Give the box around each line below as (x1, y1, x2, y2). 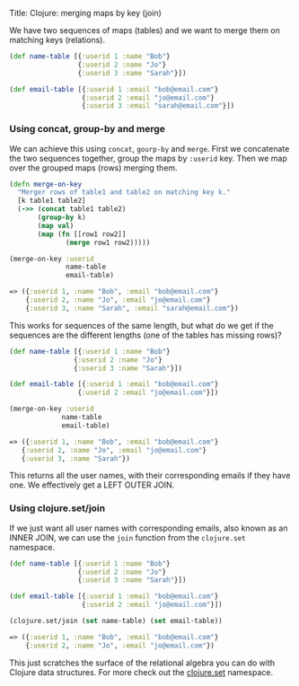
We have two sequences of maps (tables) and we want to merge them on (9, 25, 281, 35)
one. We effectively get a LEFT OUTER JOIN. (9, 479, 175, 490)
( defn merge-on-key (9, 180, 83, 189)
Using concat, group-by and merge (9, 123, 166, 136)
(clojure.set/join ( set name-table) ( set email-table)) (9, 617, 223, 626)
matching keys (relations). (9, 35, 106, 45)
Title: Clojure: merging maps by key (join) (9, 8, 162, 18)
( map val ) (37, 221, 75, 230)
